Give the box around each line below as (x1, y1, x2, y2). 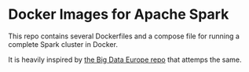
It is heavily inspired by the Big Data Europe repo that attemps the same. (8, 55, 242, 64)
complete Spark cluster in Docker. (8, 39, 118, 49)
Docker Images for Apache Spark (8, 5, 229, 23)
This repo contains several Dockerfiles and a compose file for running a (8, 31, 240, 41)
